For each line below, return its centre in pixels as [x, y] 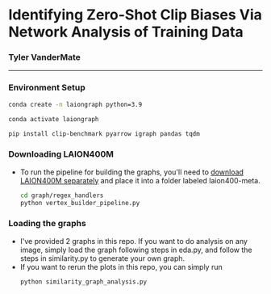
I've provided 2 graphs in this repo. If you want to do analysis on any [134, 241]
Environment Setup [47, 88]
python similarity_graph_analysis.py [83, 281]
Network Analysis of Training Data [126, 32]
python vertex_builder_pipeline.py [80, 203]
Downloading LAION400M [61, 154]
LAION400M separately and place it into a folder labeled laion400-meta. [140, 180]
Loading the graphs [47, 224]
